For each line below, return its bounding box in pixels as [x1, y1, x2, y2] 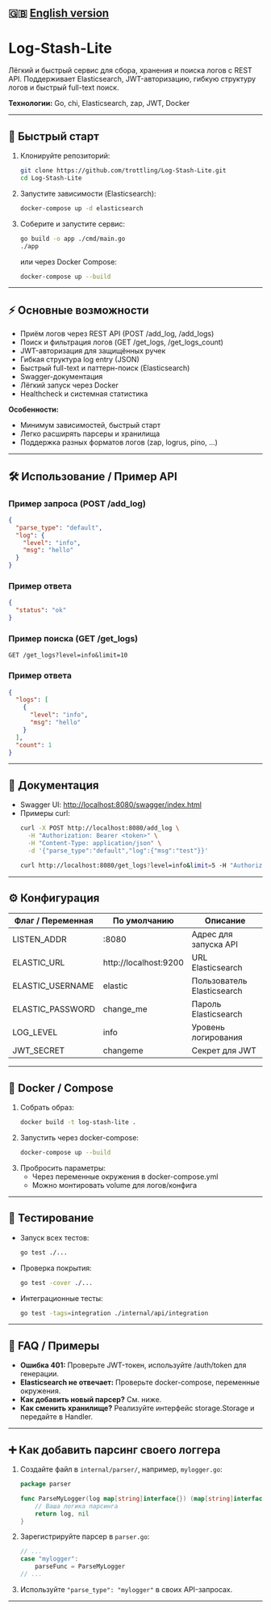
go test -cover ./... [19, 1278, 93, 1287]
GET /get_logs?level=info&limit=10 [8, 651, 128, 660]
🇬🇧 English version [8, 6, 110, 20]
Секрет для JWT [191, 1045, 256, 1056]
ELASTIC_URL [12, 957, 65, 969]
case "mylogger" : [19, 1555, 79, 1563]
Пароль [191, 999, 222, 1010]
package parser [19, 1480, 72, 1489]
